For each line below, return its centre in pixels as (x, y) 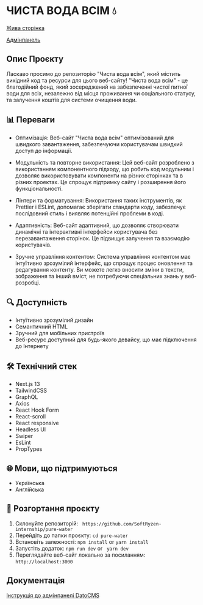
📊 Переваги (31, 120)
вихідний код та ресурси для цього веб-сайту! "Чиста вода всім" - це (97, 80)
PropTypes (29, 449)
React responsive (37, 423)
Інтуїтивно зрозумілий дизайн (54, 320)
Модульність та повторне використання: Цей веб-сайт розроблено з (105, 162)
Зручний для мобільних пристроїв (60, 333)
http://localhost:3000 (44, 562)
